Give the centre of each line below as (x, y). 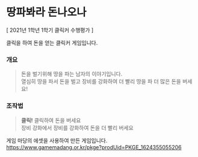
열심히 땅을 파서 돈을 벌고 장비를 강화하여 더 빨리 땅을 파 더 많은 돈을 (101, 81)
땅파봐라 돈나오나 (46, 12)
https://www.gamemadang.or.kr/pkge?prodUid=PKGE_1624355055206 (94, 147)
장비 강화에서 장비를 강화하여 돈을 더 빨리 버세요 (77, 128)
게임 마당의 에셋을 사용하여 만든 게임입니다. (57, 140)
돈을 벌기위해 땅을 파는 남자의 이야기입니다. (72, 74)
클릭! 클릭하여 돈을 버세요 (51, 120)
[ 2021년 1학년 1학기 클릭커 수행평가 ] (50, 30)
